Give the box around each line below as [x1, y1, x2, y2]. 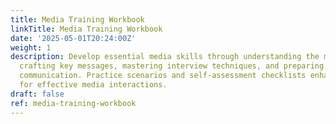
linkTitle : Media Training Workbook [10, 24, 163, 34]
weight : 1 [10, 42, 52, 53]
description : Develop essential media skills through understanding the [10, 52, 320, 62]
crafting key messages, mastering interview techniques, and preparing [19, 61, 325, 71]
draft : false [10, 89, 65, 99]
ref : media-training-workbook [10, 98, 137, 108]
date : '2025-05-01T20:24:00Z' [10, 33, 137, 43]
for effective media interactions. [19, 80, 168, 90]
